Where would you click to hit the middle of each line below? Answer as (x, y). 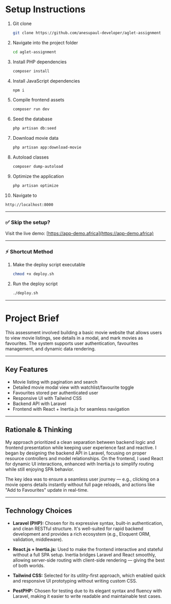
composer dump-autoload (38, 167)
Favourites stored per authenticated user (55, 393)
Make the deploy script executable (49, 265)
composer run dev (31, 109)
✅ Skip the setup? (28, 222)
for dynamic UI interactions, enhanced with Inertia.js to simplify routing (80, 464)
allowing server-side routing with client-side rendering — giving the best (89, 560)
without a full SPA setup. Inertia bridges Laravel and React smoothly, (84, 555)
